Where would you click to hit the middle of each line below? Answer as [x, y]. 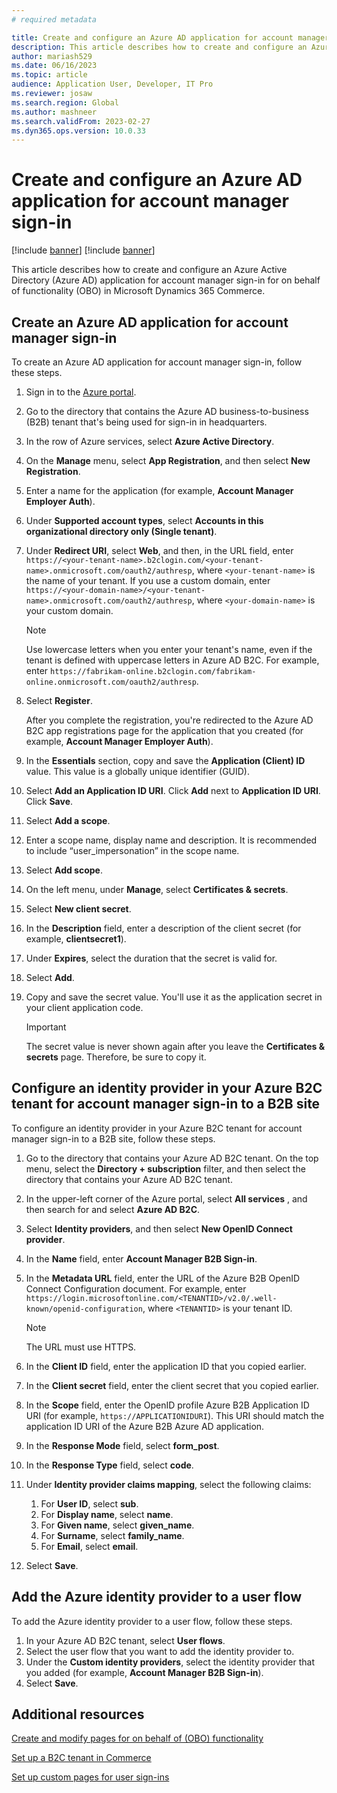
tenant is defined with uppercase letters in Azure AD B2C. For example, [172, 660]
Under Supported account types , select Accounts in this [144, 520]
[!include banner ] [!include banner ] [83, 250]
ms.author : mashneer [54, 112]
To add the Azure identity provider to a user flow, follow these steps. [152, 1621]
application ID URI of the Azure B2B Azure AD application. [145, 1426]
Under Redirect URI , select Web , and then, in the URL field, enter [159, 550]
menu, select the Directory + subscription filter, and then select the [165, 1168]
